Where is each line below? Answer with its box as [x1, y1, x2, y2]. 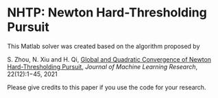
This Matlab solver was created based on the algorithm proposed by [7, 42, 200, 50]
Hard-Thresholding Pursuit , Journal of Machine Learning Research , [7, 62, 198, 71]
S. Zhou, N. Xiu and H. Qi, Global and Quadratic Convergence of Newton [7, 55, 211, 63]
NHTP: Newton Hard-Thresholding [7, 5, 207, 21]
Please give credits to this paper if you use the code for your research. [7, 83, 206, 91]
